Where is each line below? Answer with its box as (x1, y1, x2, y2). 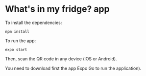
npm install (5, 29, 29, 34)
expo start (5, 47, 27, 52)
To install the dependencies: (5, 20, 62, 25)
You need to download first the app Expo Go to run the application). (5, 65, 142, 71)
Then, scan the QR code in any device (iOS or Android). (5, 55, 117, 62)
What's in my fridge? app (5, 3, 110, 15)
